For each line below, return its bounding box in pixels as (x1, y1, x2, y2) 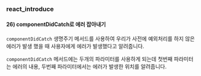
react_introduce (6, 5, 54, 13)
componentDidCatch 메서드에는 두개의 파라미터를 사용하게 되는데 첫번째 (6, 55, 173, 63)
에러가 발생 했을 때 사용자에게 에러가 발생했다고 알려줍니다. (6, 43, 144, 50)
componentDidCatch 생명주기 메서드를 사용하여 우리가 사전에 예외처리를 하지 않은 (6, 35, 195, 42)
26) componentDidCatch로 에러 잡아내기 (6, 21, 107, 28)
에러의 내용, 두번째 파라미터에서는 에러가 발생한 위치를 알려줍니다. (12, 63, 167, 71)
